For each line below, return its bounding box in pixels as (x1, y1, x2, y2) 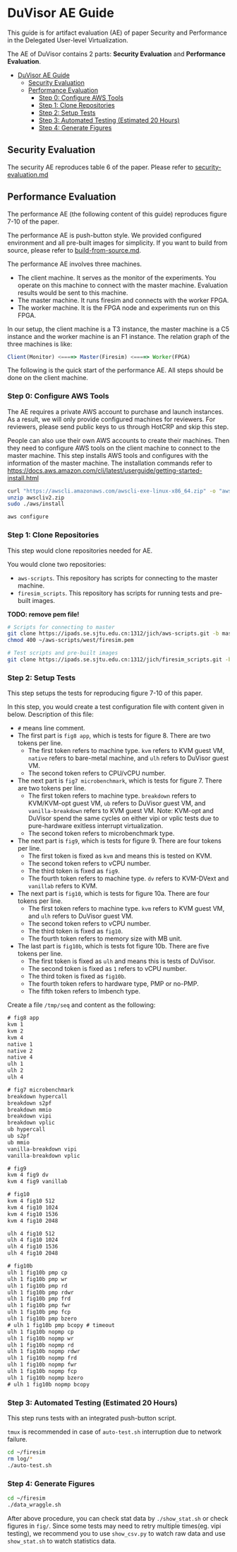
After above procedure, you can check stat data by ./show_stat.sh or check (7, 1514, 229, 1522)
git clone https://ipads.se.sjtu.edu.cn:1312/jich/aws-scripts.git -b (7, 630, 219, 638)
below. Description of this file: (7, 710, 94, 719)
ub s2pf (7, 1132, 30, 1140)
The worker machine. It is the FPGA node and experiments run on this (17, 303, 220, 312)
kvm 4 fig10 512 (7, 1197, 55, 1205)
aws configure (7, 513, 49, 521)
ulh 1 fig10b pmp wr (7, 1275, 68, 1282)
